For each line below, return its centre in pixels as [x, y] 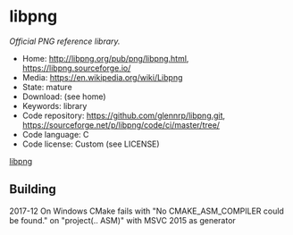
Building [33, 189]
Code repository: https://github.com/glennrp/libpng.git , [124, 115]
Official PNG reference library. [65, 41]
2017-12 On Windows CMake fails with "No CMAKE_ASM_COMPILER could [146, 211]
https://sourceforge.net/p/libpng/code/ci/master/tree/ [121, 125]
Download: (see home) [64, 97]
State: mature [47, 87]
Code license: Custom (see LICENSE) [91, 144]
